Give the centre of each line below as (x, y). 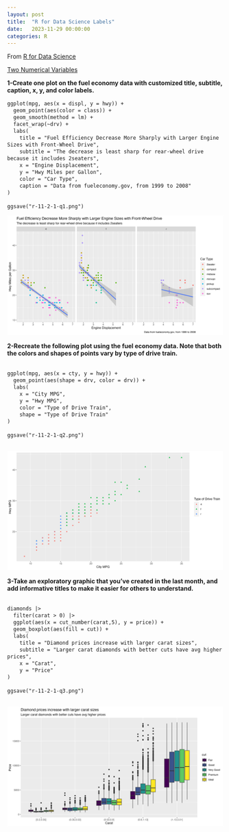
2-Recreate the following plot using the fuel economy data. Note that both (114, 345)
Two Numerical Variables (43, 70)
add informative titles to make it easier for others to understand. (100, 589)
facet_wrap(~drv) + (41, 124)
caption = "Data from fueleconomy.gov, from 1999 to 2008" (106, 186)
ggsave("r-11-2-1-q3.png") (46, 691)
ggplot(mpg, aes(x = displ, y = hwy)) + (66, 104)
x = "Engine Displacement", (59, 166)
